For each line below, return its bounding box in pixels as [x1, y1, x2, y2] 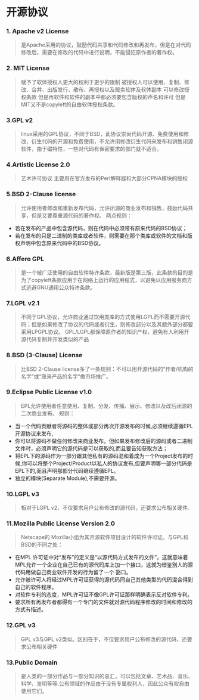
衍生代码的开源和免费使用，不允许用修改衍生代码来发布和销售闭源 [31, 138, 194, 145]
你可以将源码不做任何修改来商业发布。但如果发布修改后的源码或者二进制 [14, 437, 192, 444]
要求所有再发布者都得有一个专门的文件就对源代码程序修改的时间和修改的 [14, 599, 192, 606]
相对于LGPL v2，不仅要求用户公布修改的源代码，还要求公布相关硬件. [20, 504, 189, 512]
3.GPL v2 [6, 116, 33, 124]
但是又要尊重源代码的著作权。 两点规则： [31, 212, 132, 219]
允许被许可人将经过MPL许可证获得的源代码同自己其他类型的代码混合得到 [14, 576, 194, 583]
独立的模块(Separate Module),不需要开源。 [14, 475, 120, 482]
